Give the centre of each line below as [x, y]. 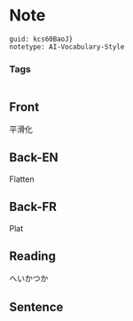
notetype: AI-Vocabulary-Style [67, 47]
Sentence [36, 307]
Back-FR [33, 207]
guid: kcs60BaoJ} [41, 39]
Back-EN [34, 157]
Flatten [22, 179]
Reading [32, 257]
